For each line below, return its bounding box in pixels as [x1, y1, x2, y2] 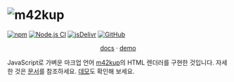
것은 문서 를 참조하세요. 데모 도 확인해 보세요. [14, 67, 135, 75]
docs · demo [100, 43, 136, 52]
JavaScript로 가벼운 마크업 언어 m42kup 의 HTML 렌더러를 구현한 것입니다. [7, 58, 214, 67]
